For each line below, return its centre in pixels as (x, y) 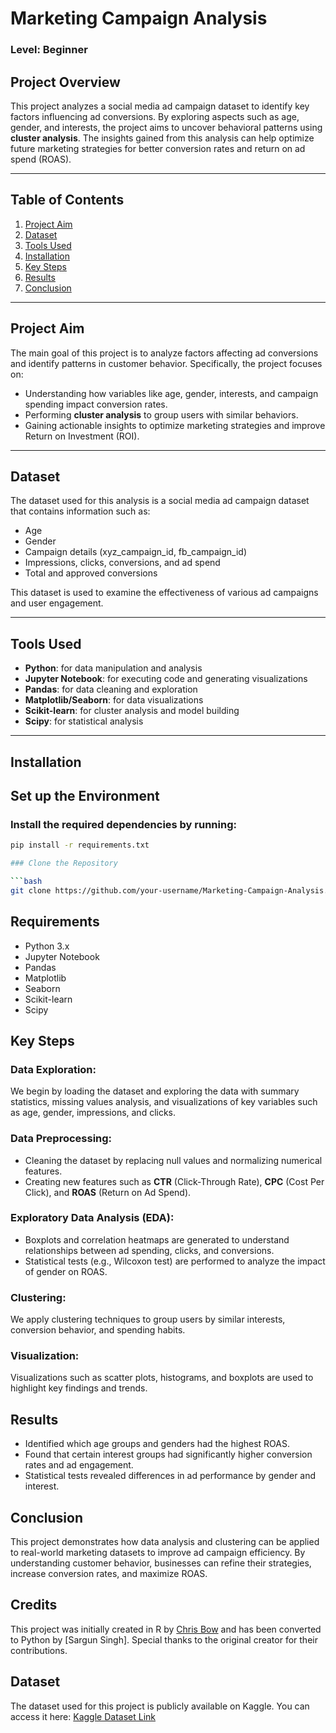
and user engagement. (57, 603)
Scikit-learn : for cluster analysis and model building (132, 711)
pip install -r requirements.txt (80, 845)
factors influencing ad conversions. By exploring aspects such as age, (155, 116)
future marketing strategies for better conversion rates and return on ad (158, 148)
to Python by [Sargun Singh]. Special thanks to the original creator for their (164, 1639)
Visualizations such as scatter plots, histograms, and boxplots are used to (162, 1378)
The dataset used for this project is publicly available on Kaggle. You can (160, 1706)
